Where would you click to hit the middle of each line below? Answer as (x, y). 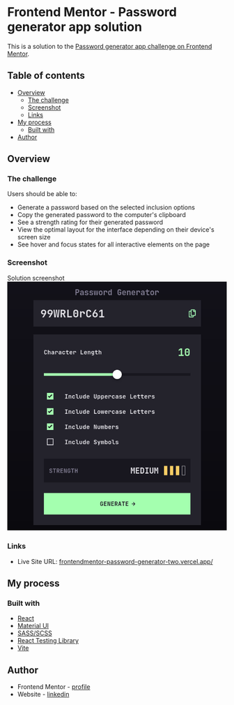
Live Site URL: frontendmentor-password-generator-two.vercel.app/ (115, 561)
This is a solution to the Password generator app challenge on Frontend (110, 46)
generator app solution (75, 27)
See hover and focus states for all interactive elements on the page (114, 244)
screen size (34, 237)
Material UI (33, 626)
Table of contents (46, 76)
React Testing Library (48, 641)
